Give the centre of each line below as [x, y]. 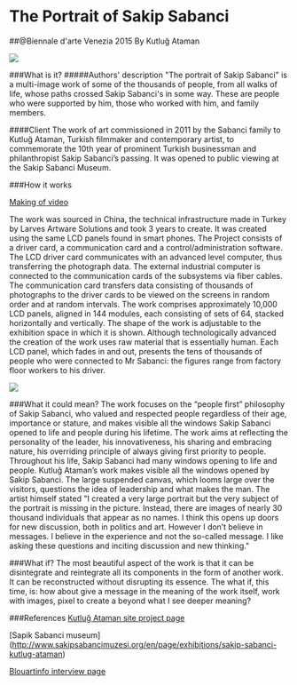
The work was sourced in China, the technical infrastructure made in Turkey [148, 219]
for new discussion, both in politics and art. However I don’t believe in [136, 527]
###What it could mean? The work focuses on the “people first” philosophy [147, 404]
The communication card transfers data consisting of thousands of [131, 285]
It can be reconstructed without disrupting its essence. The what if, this [139, 581]
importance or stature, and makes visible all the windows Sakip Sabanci [140, 423]
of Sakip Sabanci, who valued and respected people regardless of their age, [148, 413]
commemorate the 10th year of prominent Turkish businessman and [133, 148]
